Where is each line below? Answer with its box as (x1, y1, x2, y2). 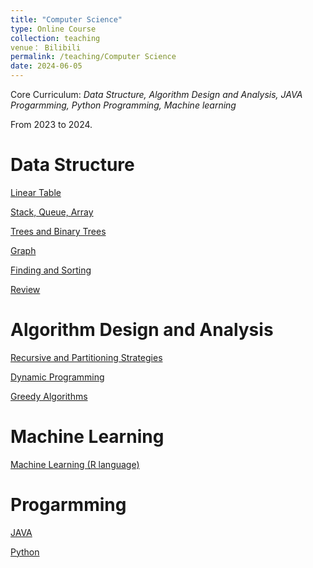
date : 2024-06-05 (10, 61, 83, 71)
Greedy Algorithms (10, 390, 88, 402)
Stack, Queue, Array (10, 206, 94, 218)
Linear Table (10, 186, 62, 198)
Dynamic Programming (10, 371, 105, 383)
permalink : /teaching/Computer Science (10, 52, 177, 62)
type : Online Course (10, 24, 97, 34)
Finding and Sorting (10, 264, 92, 276)
